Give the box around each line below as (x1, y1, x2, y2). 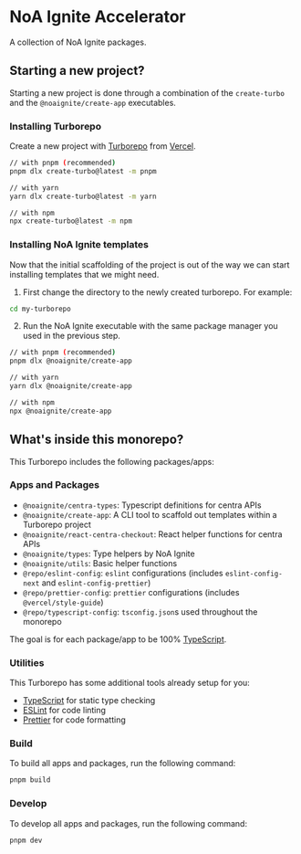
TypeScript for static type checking (22, 695, 156, 706)
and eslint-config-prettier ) (41, 577, 151, 588)
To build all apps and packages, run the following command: (9, 758, 236, 769)
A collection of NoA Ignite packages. (9, 37, 147, 47)
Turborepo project (22, 519, 91, 530)
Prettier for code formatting (22, 714, 126, 725)
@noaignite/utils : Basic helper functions (22, 557, 178, 568)
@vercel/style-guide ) (22, 596, 104, 607)
